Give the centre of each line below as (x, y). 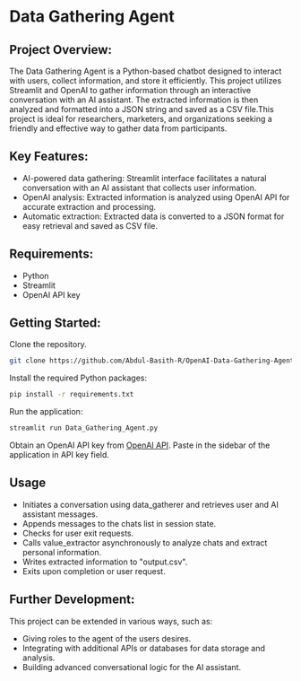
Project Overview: (60, 50)
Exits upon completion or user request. (94, 571)
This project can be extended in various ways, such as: (111, 621)
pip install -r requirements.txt (72, 395)
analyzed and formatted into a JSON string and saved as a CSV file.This (142, 109)
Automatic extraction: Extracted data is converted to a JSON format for (153, 216)
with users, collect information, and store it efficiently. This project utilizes (146, 81)
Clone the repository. (48, 345)
